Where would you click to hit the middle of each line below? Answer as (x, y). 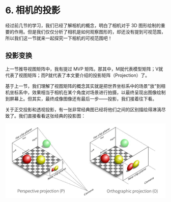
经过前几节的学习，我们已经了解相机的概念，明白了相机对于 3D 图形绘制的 (83, 25)
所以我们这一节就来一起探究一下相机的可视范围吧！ (59, 38)
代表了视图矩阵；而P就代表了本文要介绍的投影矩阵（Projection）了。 (78, 75)
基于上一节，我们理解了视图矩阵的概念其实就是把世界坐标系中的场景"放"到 (83, 86)
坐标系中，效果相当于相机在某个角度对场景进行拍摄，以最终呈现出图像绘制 (88, 92)
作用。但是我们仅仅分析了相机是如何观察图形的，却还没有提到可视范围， (90, 31)
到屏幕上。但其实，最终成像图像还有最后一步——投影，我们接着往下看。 (81, 98)
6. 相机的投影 (33, 10)
